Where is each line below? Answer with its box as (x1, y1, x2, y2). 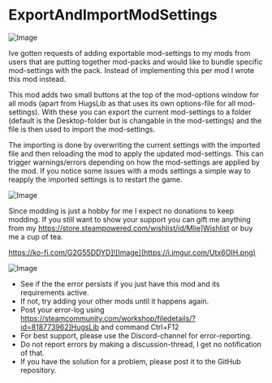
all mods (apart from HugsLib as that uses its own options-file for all (8, 98, 236, 108)
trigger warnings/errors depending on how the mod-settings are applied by (8, 157, 260, 167)
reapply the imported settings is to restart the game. (8, 174, 183, 184)
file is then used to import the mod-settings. (8, 124, 156, 134)
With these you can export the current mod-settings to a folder (41, 107, 252, 117)
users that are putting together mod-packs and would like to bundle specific (8, 57, 263, 67)
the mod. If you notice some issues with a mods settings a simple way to (8, 166, 252, 175)
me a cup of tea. (8, 231, 63, 241)
